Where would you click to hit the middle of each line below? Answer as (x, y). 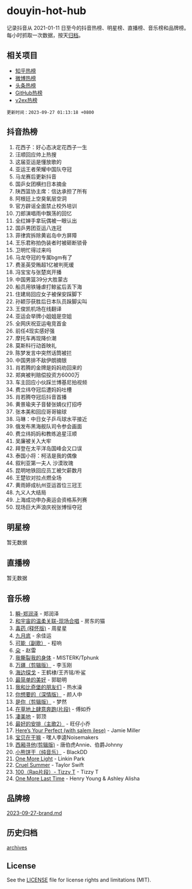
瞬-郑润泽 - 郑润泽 (37, 613)
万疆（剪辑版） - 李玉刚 (44, 665)
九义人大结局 (30, 492)
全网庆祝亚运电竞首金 (41, 323)
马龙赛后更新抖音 (36, 176)
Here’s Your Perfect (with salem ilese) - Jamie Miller (78, 730)
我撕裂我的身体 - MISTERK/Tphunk (57, 657)
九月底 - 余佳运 (33, 635)
